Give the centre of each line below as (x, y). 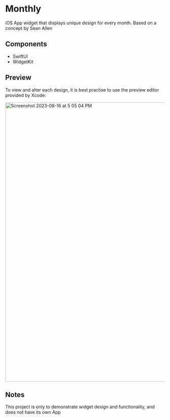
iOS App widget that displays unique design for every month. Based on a (81, 23)
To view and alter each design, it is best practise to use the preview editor (82, 90)
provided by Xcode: (26, 95)
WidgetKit (23, 62)
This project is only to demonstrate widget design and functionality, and (80, 407)
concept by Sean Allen (29, 28)
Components (26, 44)
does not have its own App (33, 412)
